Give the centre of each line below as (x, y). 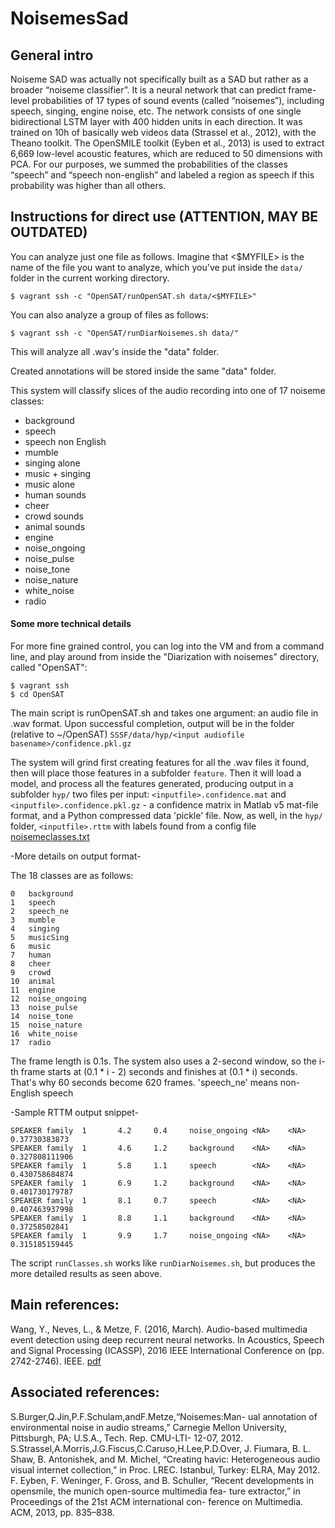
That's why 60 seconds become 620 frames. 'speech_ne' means (144, 1083)
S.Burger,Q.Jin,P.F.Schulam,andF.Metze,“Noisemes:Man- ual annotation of (164, 1416)
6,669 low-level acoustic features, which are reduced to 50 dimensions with (166, 153)
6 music (31, 947)
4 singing (35, 929)
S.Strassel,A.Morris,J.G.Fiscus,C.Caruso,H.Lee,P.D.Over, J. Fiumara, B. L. (160, 1448)
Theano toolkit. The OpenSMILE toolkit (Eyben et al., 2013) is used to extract (167, 143)
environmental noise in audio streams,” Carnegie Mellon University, (148, 1427)
